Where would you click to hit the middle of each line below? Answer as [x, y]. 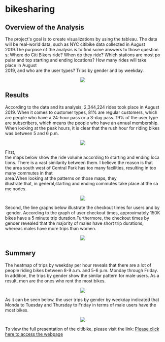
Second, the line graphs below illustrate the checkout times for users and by [82, 207]
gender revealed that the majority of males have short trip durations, [74, 223]
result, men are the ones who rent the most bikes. [55, 281]
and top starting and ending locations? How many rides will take [82, 60]
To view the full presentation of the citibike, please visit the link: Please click [82, 329]
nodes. [20, 189]
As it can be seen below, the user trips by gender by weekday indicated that [82, 300]
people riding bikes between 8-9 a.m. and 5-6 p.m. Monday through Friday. [82, 270]
